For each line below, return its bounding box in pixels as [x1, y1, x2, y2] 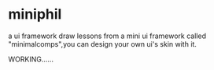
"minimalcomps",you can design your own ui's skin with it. [8, 39, 197, 48]
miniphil [8, 5, 62, 23]
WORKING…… [8, 54, 53, 64]
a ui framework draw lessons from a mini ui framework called [8, 31, 207, 40]
